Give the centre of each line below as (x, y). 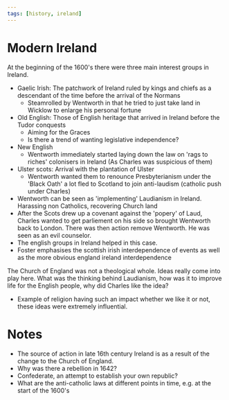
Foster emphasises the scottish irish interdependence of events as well (118, 250)
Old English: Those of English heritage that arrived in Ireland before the (118, 117)
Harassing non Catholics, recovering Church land (87, 206)
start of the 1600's (43, 390)
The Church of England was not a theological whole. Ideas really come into (114, 270)
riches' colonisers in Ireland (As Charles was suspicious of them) (120, 162)
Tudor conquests (42, 125)
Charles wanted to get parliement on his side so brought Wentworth (114, 220)
